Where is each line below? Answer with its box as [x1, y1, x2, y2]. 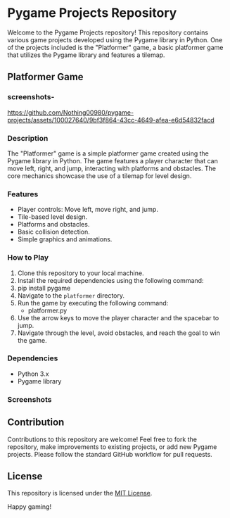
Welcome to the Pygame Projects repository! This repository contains [7, 28, 209, 37]
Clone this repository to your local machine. [17, 269, 144, 277]
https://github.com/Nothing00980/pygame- [7, 108, 134, 117]
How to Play [7, 253, 49, 263]
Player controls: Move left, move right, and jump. [17, 206, 158, 214]
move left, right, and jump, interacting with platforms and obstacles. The [7, 164, 217, 172]
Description [7, 133, 49, 143]
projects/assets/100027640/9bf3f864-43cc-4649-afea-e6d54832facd [7, 115, 215, 124]
